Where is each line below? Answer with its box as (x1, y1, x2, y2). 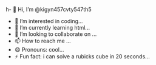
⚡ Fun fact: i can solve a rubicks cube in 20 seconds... (14, 53, 150, 60)
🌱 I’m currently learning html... (14, 24, 90, 31)
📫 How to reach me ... (14, 37, 71, 44)
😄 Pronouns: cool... (14, 46, 64, 53)
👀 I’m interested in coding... (14, 18, 83, 24)
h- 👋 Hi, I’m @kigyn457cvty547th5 (5, 6, 92, 13)
